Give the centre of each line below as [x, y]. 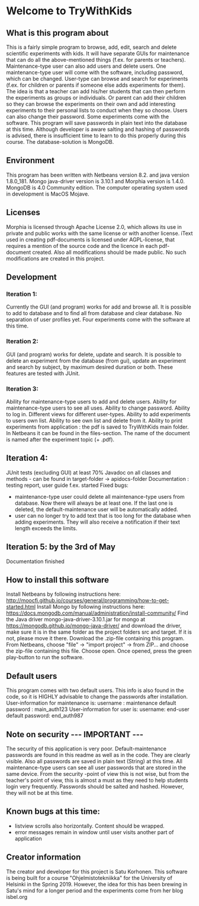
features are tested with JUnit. [43, 373]
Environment [31, 161]
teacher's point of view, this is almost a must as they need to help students [97, 780]
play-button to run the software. [45, 658]
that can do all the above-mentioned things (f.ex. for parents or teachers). [96, 60]
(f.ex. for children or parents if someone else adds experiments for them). [96, 85]
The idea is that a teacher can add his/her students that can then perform [96, 91]
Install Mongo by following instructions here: [91, 607]
